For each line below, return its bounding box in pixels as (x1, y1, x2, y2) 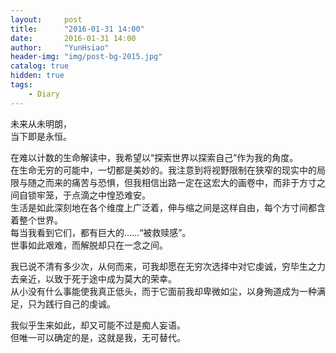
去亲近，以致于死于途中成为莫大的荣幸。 (10, 272, 177, 285)
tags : (10, 80, 33, 90)
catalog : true (10, 61, 70, 71)
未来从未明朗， (10, 117, 72, 130)
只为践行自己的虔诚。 (27, 297, 116, 310)
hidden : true (10, 71, 65, 81)
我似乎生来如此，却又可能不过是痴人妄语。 (10, 319, 186, 331)
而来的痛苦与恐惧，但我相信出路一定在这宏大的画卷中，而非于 (44, 176, 300, 188)
